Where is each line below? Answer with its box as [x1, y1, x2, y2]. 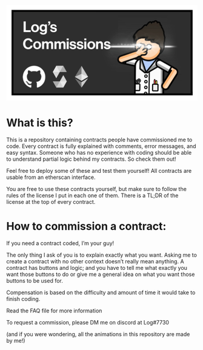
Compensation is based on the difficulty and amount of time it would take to [6, 289, 196, 296]
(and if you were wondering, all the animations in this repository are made [6, 330, 190, 338]
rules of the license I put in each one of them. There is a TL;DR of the [6, 192, 179, 199]
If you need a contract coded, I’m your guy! [6, 239, 115, 247]
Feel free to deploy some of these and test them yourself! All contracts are [6, 167, 192, 174]
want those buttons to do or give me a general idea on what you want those [6, 271, 195, 278]
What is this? [6, 116, 74, 130]
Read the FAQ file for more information [6, 307, 102, 314]
